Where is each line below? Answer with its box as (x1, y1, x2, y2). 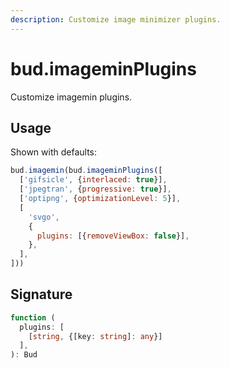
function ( (10, 312, 56, 323)
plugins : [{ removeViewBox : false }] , (36, 231, 190, 241)
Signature (10, 286, 73, 303)
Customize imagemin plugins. (10, 91, 133, 103)
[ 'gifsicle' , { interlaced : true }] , (19, 175, 168, 185)
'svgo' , (28, 212, 60, 222)
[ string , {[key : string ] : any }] (28, 331, 163, 341)
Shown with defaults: (10, 146, 98, 158)
